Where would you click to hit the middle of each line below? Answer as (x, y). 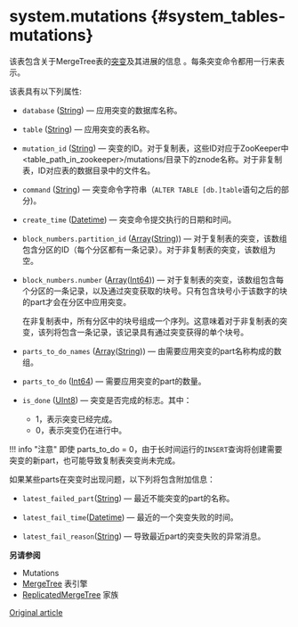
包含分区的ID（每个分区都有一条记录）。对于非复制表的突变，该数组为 (149, 249)
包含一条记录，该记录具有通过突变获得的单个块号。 (155, 332)
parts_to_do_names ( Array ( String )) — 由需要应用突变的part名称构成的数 (152, 351)
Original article (36, 612)
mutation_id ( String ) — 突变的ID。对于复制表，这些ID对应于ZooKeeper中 (155, 148)
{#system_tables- (218, 16)
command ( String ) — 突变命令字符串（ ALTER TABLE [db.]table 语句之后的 (152, 189)
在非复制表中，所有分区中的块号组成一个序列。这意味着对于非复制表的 (151, 321)
